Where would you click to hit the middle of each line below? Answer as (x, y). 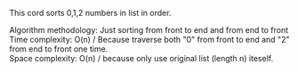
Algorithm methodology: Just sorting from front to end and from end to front (149, 30)
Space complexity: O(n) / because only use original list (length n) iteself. (141, 58)
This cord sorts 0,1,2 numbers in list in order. (90, 13)
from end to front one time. (59, 49)
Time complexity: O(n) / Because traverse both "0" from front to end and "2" (149, 40)
